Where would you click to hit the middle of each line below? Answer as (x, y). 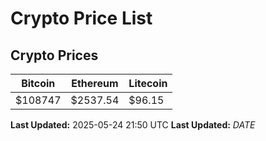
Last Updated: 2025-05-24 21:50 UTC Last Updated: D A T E (133, 125)
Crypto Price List (81, 18)
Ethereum (95, 83)
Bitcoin (38, 83)
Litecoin (148, 83)
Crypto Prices (54, 55)
